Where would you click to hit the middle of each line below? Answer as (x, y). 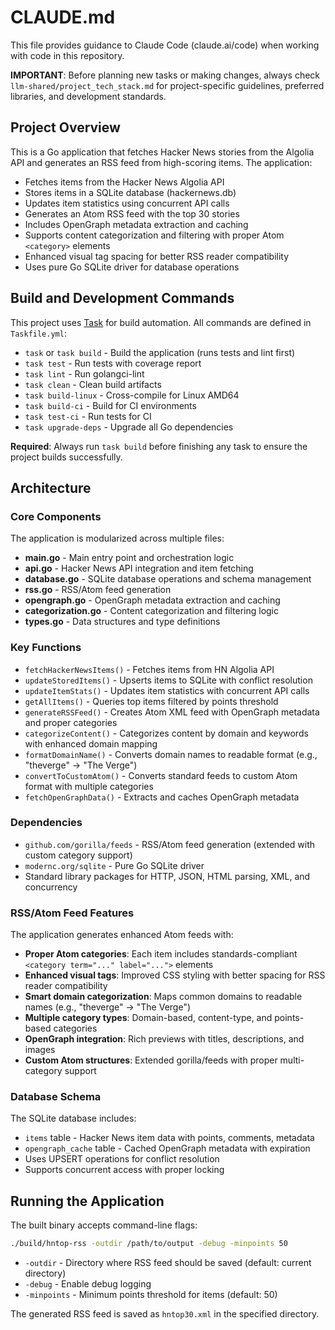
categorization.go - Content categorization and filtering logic (152, 611)
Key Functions (46, 648)
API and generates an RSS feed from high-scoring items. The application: (161, 162)
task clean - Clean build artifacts (93, 384)
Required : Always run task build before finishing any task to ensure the (159, 446)
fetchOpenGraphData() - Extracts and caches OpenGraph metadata (162, 797)
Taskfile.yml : (38, 333)
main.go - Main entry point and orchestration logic (129, 558)
